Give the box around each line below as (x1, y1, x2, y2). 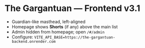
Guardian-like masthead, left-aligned (11, 19, 86, 24)
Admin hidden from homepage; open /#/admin (11, 29, 105, 35)
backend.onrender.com (11, 39, 56, 44)
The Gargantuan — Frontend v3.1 (4, 3, 141, 14)
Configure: (11, 34, 34, 40)
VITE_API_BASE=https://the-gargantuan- (34, 35, 116, 40)
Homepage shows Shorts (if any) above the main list (11, 24, 118, 29)
